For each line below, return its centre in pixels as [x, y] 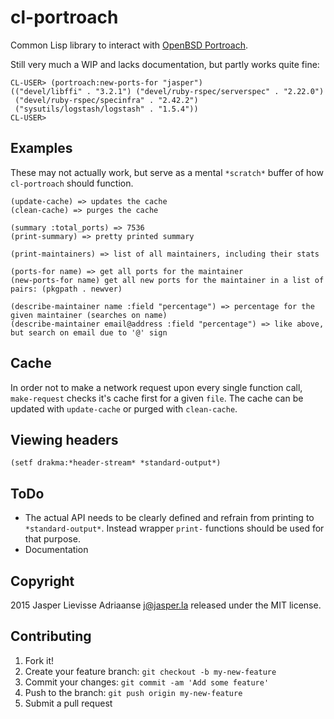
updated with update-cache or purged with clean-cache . [124, 408]
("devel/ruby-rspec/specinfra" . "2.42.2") [106, 100]
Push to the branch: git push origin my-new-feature [133, 692]
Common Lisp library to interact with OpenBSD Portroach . [129, 45]
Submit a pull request [68, 703]
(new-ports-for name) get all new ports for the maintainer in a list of [167, 280]
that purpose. [52, 539]
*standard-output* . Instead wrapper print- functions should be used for [174, 528]
